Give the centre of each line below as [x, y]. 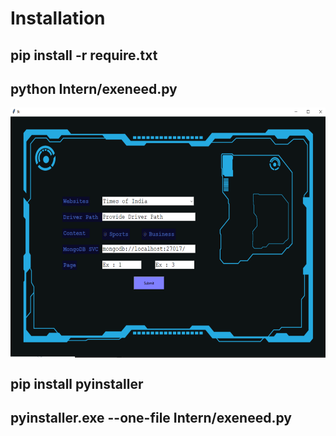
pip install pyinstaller [77, 383]
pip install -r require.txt [84, 55]
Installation [58, 18]
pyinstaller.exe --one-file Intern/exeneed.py [151, 418]
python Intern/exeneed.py [94, 88]
